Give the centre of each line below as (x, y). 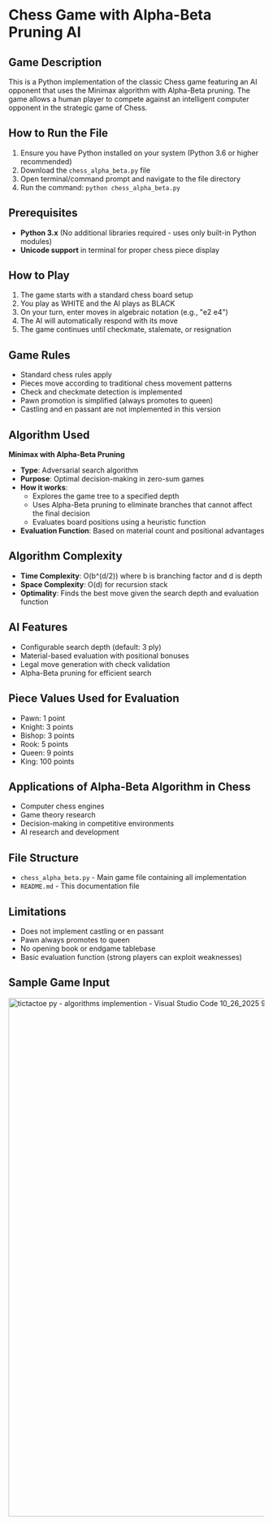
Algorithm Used (49, 435)
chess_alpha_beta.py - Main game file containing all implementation (133, 878)
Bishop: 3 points (47, 735)
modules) (36, 241)
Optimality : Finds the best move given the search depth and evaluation (139, 593)
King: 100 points (47, 761)
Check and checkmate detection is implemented (101, 392)
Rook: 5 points (44, 744)
